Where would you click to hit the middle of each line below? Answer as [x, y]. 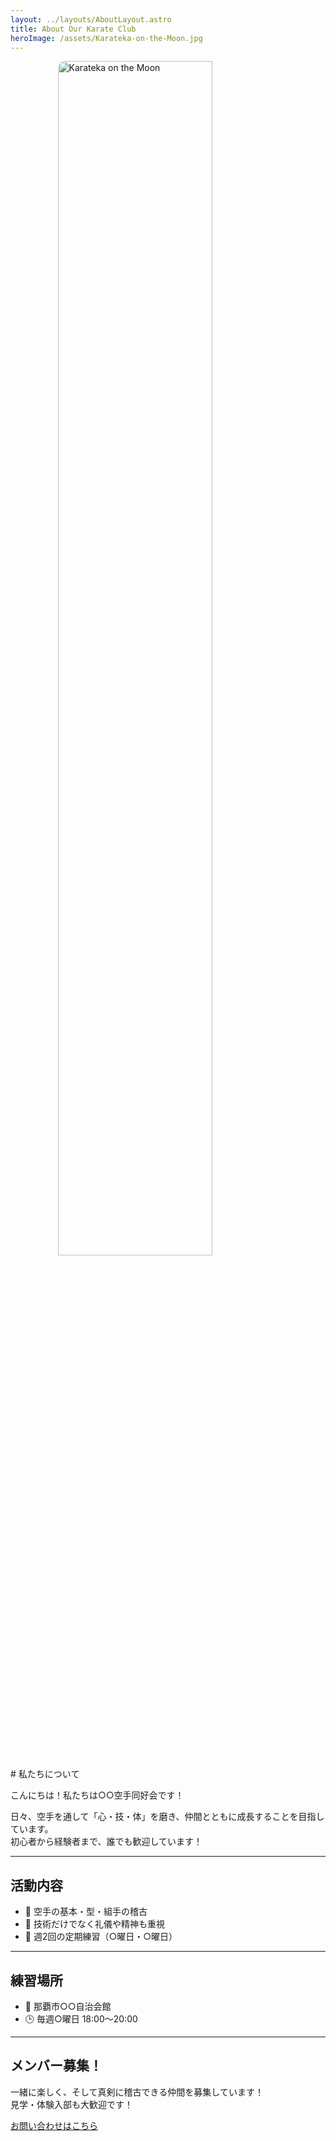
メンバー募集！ [56, 2066]
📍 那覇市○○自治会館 [68, 2006]
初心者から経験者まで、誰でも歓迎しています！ [106, 1842]
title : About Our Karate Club [73, 29]
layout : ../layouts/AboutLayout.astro [91, 19]
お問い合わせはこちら [54, 2125]
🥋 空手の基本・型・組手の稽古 [86, 1912]
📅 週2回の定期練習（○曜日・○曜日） [101, 1937]
